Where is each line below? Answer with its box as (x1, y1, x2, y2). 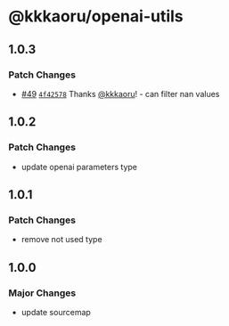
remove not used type (20, 234, 103, 245)
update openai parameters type (20, 161, 138, 172)
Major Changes (8, 287, 77, 299)
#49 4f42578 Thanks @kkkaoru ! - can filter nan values (20, 88, 220, 99)
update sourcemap (20, 306, 91, 317)
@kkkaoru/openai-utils (8, 6, 184, 27)
